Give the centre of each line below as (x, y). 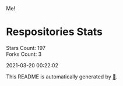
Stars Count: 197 (26, 48)
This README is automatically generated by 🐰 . (62, 76)
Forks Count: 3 (24, 54)
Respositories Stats (55, 32)
